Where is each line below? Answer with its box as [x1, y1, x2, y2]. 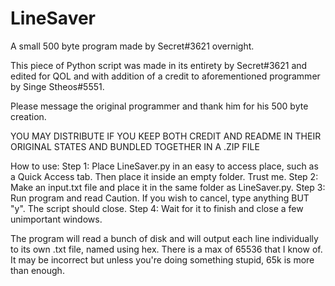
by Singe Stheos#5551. [10, 80, 105, 92]
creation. [10, 110, 47, 122]
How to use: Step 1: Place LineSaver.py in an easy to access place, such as [10, 160, 319, 172]
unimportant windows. [10, 213, 103, 225]
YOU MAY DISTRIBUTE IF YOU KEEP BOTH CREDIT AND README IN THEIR [10, 130, 322, 142]
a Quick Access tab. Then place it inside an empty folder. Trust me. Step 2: [10, 170, 319, 182]
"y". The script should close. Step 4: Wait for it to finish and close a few [10, 202, 304, 214]
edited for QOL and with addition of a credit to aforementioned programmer [10, 70, 321, 82]
